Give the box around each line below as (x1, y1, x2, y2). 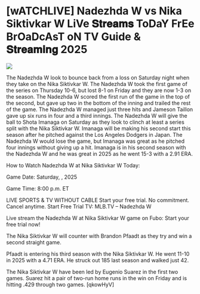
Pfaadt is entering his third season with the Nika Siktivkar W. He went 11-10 (6, 250, 190, 258)
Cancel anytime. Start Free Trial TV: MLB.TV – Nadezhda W (6, 203, 152, 210)
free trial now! (6, 220, 41, 228)
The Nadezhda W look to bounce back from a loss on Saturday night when (6, 73, 190, 81)
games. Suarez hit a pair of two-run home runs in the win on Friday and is (6, 274, 187, 281)
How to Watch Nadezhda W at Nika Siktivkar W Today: (6, 161, 140, 169)
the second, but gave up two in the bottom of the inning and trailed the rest (6, 99, 191, 106)
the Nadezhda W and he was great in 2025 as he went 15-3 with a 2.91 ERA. (6, 150, 193, 157)
